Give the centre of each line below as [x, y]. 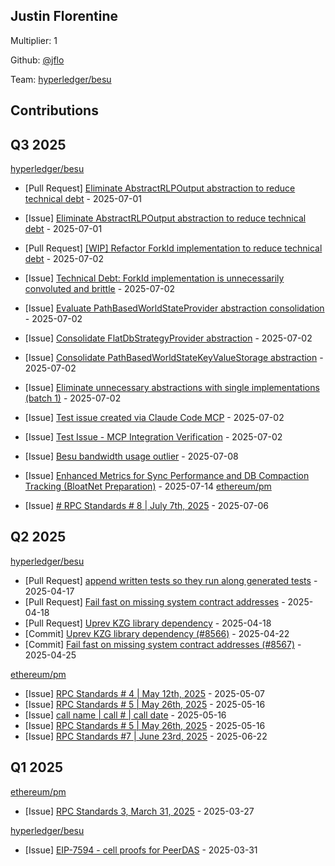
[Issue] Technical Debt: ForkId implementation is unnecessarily [154, 278]
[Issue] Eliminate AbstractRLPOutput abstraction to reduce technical [165, 218]
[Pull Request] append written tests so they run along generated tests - [171, 580]
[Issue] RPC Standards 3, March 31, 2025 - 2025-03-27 [139, 811]
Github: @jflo [37, 60]
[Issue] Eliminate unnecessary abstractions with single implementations [172, 388]
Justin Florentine [64, 16]
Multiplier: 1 [34, 40]
